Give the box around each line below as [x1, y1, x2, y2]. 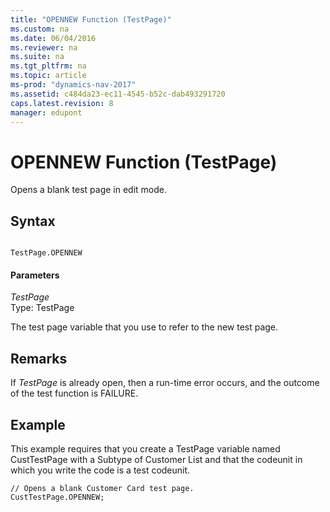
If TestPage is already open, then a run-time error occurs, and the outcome [10, 377, 320, 389]
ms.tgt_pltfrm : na [10, 61, 87, 71]
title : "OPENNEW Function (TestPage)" [10, 14, 172, 25]
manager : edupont [10, 107, 83, 118]
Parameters [10, 269, 60, 281]
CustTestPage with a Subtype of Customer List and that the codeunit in [10, 453, 303, 465]
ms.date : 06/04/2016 [10, 33, 97, 43]
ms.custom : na [10, 24, 70, 34]
